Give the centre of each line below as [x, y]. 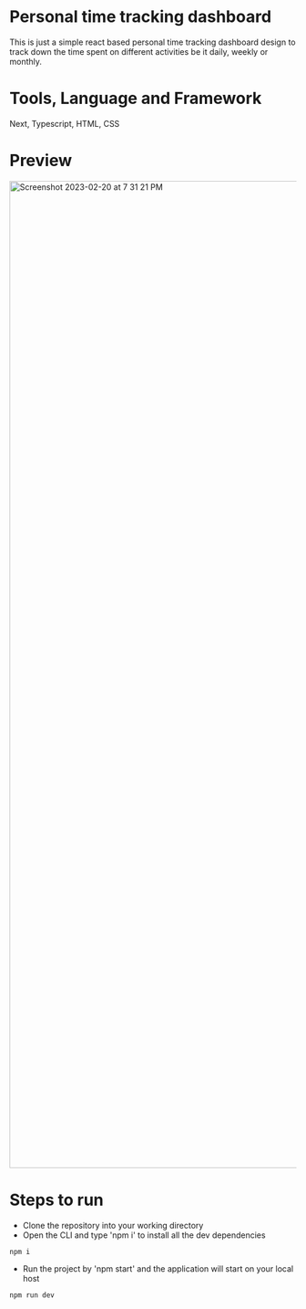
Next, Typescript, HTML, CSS [65, 123]
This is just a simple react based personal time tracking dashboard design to [153, 42]
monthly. [26, 61]
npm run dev [32, 1295]
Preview [41, 161]
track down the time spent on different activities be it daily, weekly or [139, 51]
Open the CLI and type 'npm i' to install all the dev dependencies [144, 1235]
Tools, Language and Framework [136, 99]
